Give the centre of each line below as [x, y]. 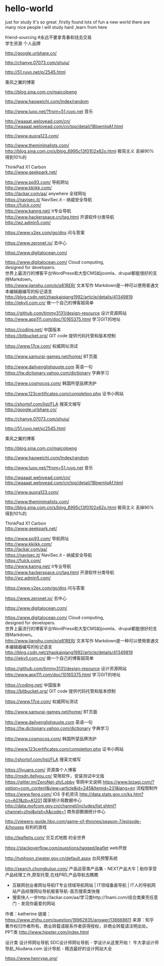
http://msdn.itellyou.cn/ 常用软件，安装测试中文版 [55, 776]
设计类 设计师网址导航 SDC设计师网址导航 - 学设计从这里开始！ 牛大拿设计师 [82, 942]
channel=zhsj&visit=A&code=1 [35, 811]
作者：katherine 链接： [28, 914]
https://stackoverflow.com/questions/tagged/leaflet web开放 [66, 848]
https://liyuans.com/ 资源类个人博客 [41, 770]
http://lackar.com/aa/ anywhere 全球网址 [46, 193]
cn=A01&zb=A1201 [24, 800]
